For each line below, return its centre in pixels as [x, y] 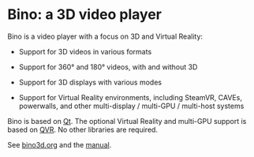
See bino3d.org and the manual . [60, 144]
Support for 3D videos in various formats [85, 51]
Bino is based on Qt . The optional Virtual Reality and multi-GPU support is [127, 121]
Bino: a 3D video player [85, 15]
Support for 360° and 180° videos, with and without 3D [108, 67]
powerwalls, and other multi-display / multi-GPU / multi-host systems [131, 106]
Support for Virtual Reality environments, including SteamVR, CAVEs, [130, 97]
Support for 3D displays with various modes [90, 82]
